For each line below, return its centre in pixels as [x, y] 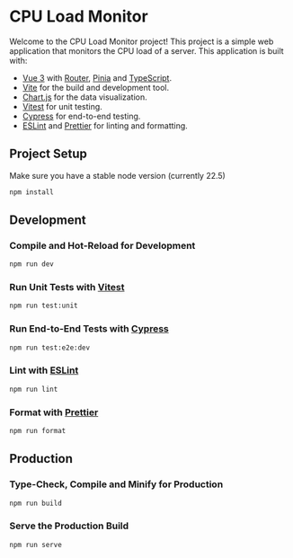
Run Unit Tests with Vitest [67, 288]
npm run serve [36, 545]
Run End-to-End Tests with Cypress [89, 329]
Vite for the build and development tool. [95, 87]
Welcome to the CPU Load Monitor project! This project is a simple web [142, 41]
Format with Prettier [54, 412]
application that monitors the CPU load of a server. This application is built [147, 50]
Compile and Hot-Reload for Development [102, 245]
